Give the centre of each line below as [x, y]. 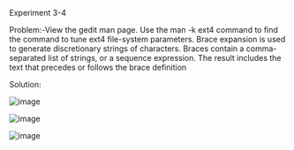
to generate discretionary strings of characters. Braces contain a [127, 49]
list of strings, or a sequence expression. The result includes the [165, 58]
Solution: [25, 84]
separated [28, 58]
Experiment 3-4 [38, 13]
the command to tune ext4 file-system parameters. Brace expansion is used [147, 39]
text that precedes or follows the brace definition [98, 67]
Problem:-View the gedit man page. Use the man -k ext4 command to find [143, 30]
